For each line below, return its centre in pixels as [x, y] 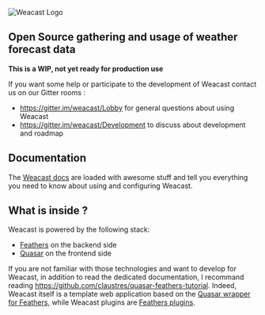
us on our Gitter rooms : [47, 92]
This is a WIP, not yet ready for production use [86, 68]
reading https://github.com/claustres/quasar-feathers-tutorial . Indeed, [123, 286]
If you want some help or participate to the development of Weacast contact [132, 84]
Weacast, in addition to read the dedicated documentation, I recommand [126, 277]
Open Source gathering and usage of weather [123, 37]
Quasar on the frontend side [66, 253]
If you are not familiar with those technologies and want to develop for [123, 269]
